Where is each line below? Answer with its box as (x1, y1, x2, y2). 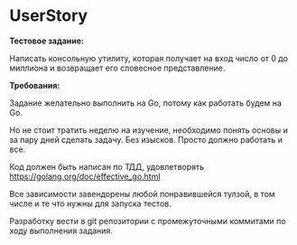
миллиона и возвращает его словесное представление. (9, 62, 226, 73)
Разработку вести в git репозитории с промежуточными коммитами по (9, 215, 286, 226)
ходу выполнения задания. (9, 225, 113, 236)
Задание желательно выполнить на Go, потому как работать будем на (9, 97, 283, 108)
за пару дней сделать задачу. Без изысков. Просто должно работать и (9, 134, 283, 145)
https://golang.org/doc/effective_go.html (9, 171, 161, 182)
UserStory (9, 5, 88, 26)
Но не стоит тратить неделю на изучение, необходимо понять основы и (9, 124, 289, 136)
